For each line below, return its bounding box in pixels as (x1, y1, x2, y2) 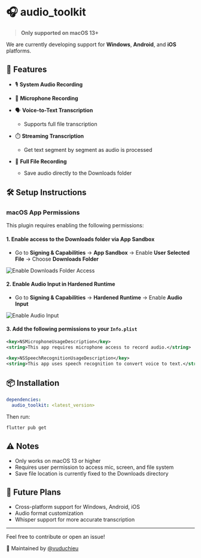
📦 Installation (6, 378, 60, 388)
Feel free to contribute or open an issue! (6, 533, 105, 540)
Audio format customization (14, 510, 84, 517)
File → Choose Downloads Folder (14, 255, 99, 263)
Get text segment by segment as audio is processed (23, 146, 153, 153)
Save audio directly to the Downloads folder (23, 169, 132, 176)
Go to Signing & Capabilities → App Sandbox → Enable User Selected (14, 249, 190, 256)
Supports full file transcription (23, 120, 98, 127)
